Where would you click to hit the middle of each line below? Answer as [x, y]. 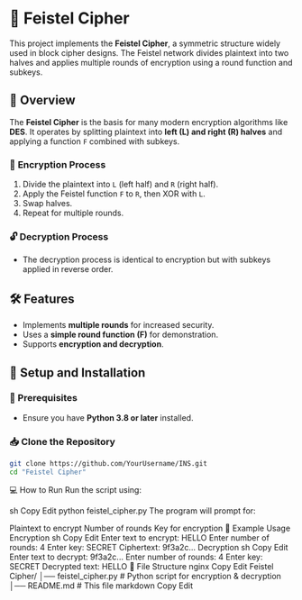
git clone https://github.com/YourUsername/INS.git [108, 464]
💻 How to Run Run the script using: [76, 489]
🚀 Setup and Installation [78, 373]
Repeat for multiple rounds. [73, 213]
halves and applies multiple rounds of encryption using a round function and [151, 62]
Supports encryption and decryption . [93, 344]
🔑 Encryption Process [58, 164]
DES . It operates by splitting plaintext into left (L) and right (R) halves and [146, 132]
